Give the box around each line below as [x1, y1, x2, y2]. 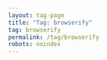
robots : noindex [8, 41, 61, 48]
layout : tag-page [8, 11, 65, 19]
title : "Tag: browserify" [8, 19, 92, 26]
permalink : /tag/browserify [8, 33, 100, 41]
